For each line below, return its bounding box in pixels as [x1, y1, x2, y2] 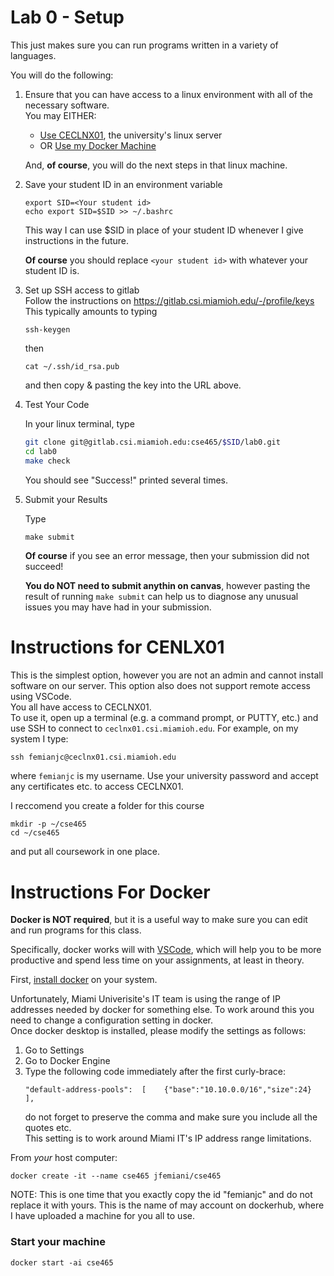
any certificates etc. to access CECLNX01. [10, 781, 184, 793]
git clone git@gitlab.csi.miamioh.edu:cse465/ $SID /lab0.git [24, 437, 281, 447]
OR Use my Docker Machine [39, 139, 157, 151]
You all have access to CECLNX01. [10, 701, 152, 713]
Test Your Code [24, 398, 90, 410]
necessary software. [24, 99, 110, 111]
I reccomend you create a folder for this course [10, 800, 205, 812]
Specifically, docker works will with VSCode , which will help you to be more [10, 944, 322, 956]
